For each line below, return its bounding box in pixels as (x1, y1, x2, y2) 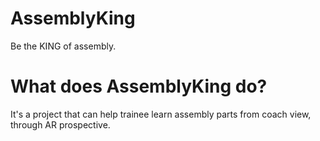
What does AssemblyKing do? (10, 75, 268, 98)
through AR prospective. (10, 118, 111, 131)
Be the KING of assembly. (10, 40, 117, 52)
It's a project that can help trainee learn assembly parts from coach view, (10, 108, 312, 120)
